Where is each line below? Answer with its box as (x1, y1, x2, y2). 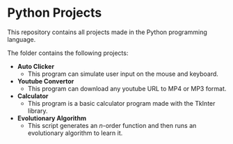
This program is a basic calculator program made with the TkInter (27, 99, 216, 107)
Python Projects (7, 5, 102, 21)
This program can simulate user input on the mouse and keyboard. (27, 70, 219, 78)
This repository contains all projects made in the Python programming (7, 28, 207, 36)
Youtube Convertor (17, 77, 74, 85)
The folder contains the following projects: (7, 49, 129, 57)
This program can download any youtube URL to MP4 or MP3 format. (27, 84, 227, 93)
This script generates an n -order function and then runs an (27, 121, 197, 129)
